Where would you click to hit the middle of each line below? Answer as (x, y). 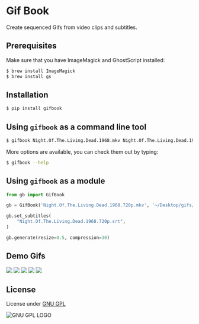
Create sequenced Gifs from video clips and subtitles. (72, 27)
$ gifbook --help (28, 163)
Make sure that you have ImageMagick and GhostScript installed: (86, 60)
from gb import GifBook (36, 195)
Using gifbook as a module (56, 181)
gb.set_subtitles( (29, 216)
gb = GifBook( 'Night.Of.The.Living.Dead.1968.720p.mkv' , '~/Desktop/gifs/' (102, 205)
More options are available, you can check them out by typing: (82, 151)
